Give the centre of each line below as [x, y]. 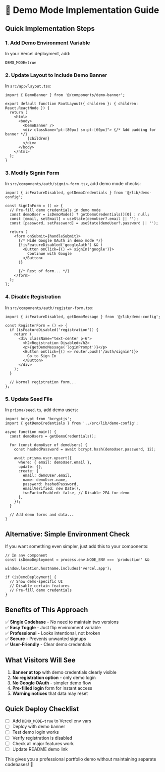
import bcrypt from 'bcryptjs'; [38, 419]
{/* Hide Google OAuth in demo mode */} [60, 241]
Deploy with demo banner [39, 727]
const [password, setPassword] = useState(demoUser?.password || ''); [84, 223]
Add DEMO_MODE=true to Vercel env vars [52, 721]
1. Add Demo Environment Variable [48, 43]
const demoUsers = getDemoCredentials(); [53, 437]
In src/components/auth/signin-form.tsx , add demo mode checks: [73, 184]
